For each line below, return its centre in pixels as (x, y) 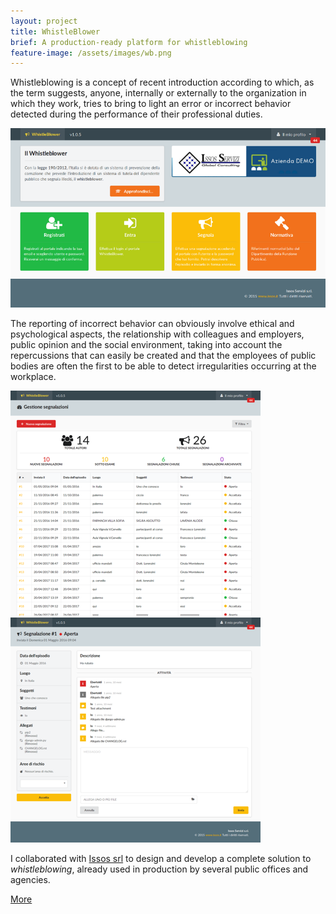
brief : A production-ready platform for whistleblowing (129, 42)
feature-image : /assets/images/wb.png (91, 53)
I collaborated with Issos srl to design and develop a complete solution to (161, 858)
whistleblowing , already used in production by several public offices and (159, 869)
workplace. (33, 376)
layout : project (44, 21)
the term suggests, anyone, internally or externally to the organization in (158, 93)
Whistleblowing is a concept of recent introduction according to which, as (162, 82)
